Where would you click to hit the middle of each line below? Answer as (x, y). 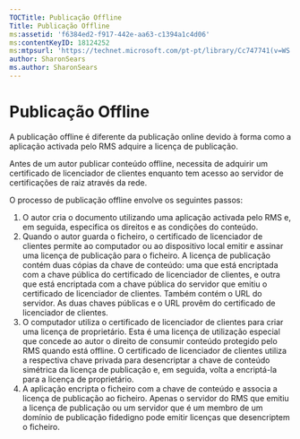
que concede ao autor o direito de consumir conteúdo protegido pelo (150, 340)
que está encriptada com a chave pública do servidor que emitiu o (145, 284)
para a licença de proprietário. (78, 379)
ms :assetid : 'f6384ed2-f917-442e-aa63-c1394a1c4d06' (110, 34)
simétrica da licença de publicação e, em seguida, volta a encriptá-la (150, 369)
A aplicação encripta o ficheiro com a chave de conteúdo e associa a (150, 388)
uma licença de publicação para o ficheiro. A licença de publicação (146, 255)
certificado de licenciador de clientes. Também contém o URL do (142, 293)
